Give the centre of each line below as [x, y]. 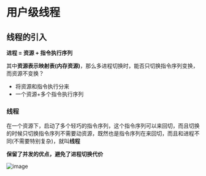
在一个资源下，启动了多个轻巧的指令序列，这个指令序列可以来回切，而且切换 [103, 126]
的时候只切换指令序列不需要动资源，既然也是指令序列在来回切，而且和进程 [100, 134]
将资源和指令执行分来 [42, 86]
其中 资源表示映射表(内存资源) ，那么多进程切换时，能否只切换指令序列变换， [102, 66]
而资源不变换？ [25, 73]
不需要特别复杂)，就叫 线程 [47, 141]
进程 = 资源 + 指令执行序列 [40, 53]
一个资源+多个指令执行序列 [49, 94]
